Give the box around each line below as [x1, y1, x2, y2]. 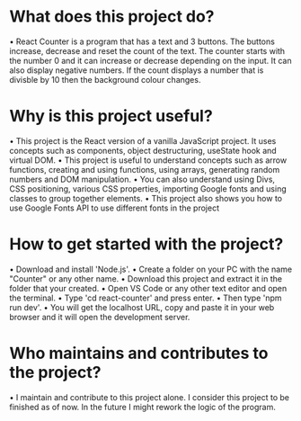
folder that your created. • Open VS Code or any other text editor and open [9, 282, 288, 293]
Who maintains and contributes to [9, 344, 269, 363]
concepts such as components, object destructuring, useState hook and [9, 145, 277, 156]
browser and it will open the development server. [9, 311, 190, 322]
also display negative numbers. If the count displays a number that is [9, 65, 264, 76]
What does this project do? [9, 6, 215, 27]
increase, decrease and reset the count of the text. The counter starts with [9, 45, 286, 56]
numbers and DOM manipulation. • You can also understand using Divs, [9, 174, 276, 184]
